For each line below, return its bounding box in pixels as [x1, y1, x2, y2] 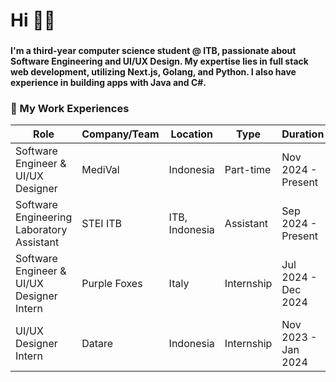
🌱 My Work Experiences [10, 102, 130, 116]
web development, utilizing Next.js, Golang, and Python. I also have [10, 66, 297, 78]
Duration [281, 127, 325, 141]
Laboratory [15, 223, 68, 237]
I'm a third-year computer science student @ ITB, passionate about [10, 45, 297, 57]
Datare [81, 337, 114, 351]
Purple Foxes [81, 277, 143, 291]
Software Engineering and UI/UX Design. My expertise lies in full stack [10, 55, 309, 68]
